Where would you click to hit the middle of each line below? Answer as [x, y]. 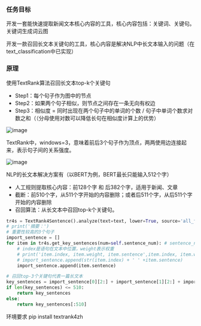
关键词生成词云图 [27, 31]
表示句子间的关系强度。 [45, 150]
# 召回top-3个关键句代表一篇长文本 [45, 276]
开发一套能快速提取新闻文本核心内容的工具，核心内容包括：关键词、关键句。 [100, 24]
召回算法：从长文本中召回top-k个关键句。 [66, 210]
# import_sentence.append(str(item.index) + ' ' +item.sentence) [100, 260]
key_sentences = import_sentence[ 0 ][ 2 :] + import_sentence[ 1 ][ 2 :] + [93, 282]
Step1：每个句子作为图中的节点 [53, 95]
